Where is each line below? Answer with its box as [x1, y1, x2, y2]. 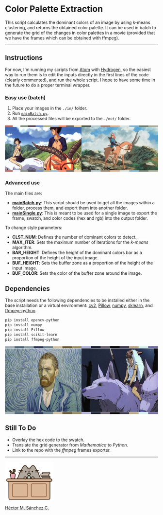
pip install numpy [5, 322, 42, 327]
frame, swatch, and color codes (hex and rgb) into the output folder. [12, 215, 148, 221]
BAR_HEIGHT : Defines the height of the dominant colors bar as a [12, 249, 142, 256]
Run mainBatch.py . [12, 110, 49, 116]
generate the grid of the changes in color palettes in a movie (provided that [5, 30, 155, 36]
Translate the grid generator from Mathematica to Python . [12, 442, 129, 448]
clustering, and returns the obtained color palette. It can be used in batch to [5, 24, 156, 30]
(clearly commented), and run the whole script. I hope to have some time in [5, 77, 155, 83]
